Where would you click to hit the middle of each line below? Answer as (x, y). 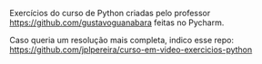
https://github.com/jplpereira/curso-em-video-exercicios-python (131, 50)
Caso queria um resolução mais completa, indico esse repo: (122, 40)
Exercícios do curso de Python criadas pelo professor (110, 13)
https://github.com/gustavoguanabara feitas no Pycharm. (117, 23)
